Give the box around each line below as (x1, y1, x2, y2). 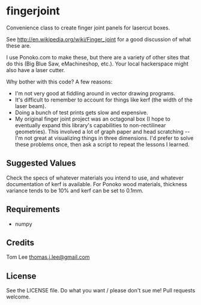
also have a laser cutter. (6, 66, 65, 73)
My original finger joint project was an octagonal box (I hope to (14, 115, 171, 122)
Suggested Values (6, 158, 76, 169)
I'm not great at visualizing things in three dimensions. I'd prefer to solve (14, 134, 194, 142)
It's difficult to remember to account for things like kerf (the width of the (14, 96, 193, 103)
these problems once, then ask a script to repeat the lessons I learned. (14, 140, 190, 148)
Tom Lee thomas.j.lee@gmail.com (6, 253, 90, 261)
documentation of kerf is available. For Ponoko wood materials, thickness (6, 180, 188, 187)
